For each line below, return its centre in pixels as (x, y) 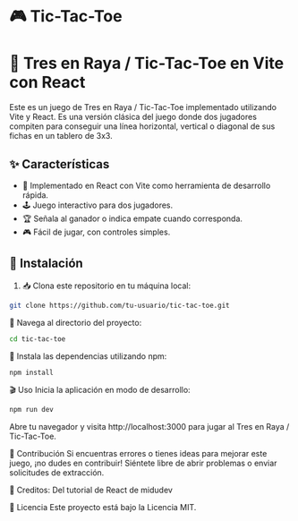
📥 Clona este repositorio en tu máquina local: (106, 286)
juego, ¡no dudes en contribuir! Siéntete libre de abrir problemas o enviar (143, 463)
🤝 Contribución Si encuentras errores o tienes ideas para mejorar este (138, 454)
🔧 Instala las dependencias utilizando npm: (88, 356)
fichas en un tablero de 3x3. (61, 136)
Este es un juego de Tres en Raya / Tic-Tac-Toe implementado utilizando (143, 107)
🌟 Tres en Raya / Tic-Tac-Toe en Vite (147, 64)
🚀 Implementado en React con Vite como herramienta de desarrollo (146, 185)
